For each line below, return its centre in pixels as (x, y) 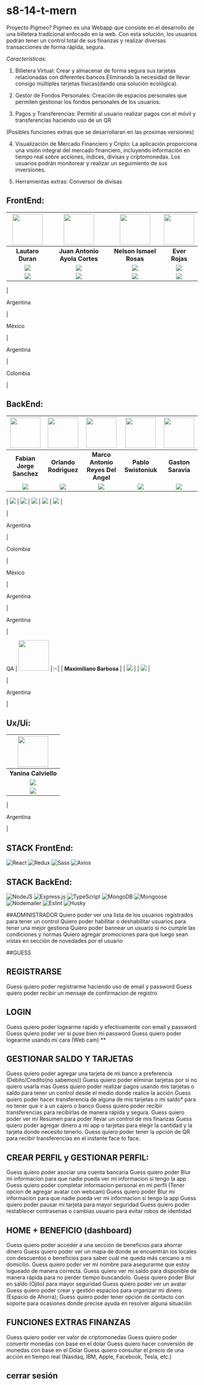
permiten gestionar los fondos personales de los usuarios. (88, 102)
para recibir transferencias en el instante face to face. (73, 1139)
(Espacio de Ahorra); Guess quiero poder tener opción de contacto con (95, 1297)
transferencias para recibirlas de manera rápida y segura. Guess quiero (96, 1112)
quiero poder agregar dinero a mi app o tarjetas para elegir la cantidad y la (99, 1125)
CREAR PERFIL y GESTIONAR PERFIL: (78, 1157)
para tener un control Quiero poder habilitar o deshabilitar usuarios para (96, 921)
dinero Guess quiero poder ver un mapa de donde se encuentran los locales (102, 1251)
